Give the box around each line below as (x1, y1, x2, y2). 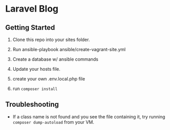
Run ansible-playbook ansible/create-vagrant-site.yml (12, 47, 126, 52)
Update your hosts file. (12, 66, 61, 72)
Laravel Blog (5, 3, 59, 15)
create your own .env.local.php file (12, 76, 85, 81)
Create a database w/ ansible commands (12, 56, 98, 62)
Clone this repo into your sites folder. (12, 36, 90, 42)
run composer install (12, 85, 58, 92)
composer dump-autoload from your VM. (12, 119, 94, 125)
